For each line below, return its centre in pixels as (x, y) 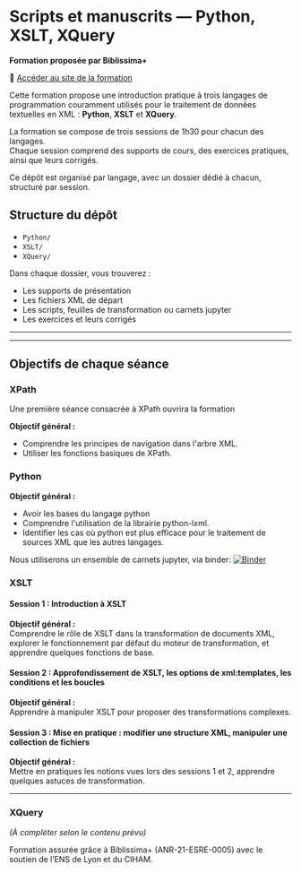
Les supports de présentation (77, 290)
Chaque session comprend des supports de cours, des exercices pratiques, (149, 151)
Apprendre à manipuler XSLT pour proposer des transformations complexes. (150, 712)
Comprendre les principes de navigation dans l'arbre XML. (130, 444)
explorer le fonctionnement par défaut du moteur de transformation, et (139, 643)
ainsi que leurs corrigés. (54, 160)
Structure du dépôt (64, 216)
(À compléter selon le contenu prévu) (78, 832)
